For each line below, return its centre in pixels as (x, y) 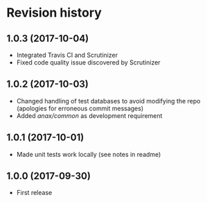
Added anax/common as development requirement (89, 115)
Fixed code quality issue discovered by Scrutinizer (88, 62)
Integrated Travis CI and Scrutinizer (67, 55)
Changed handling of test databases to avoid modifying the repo (108, 101)
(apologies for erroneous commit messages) (80, 108)
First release (34, 193)
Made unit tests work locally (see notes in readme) (89, 154)
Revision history (54, 13)
